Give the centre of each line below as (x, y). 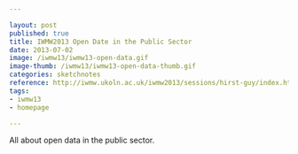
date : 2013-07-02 (41, 50)
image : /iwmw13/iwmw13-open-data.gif (79, 58)
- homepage (29, 107)
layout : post (33, 25)
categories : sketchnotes (55, 75)
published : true (39, 33)
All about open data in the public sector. (82, 140)
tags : (19, 91)
